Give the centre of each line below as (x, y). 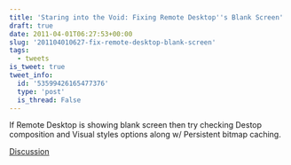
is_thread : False (49, 100)
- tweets (33, 59)
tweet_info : (31, 75)
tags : (19, 51)
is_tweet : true (37, 67)
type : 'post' (41, 91)
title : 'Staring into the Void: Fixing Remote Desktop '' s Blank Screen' (146, 17)
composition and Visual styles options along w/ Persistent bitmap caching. (145, 135)
